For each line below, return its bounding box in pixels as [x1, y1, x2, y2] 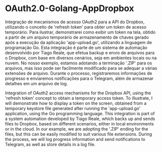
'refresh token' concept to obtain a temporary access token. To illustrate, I [5, 95, 153, 101]
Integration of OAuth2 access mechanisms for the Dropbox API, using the [5, 90, 151, 96]
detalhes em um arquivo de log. [5, 80, 68, 86]
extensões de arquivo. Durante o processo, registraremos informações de [5, 70, 152, 76]
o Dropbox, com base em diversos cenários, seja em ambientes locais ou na [5, 55, 157, 61]
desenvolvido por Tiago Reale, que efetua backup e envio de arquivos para [5, 49, 155, 56]
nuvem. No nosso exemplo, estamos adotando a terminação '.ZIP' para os [5, 60, 152, 66]
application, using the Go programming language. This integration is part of [5, 110, 155, 116]
